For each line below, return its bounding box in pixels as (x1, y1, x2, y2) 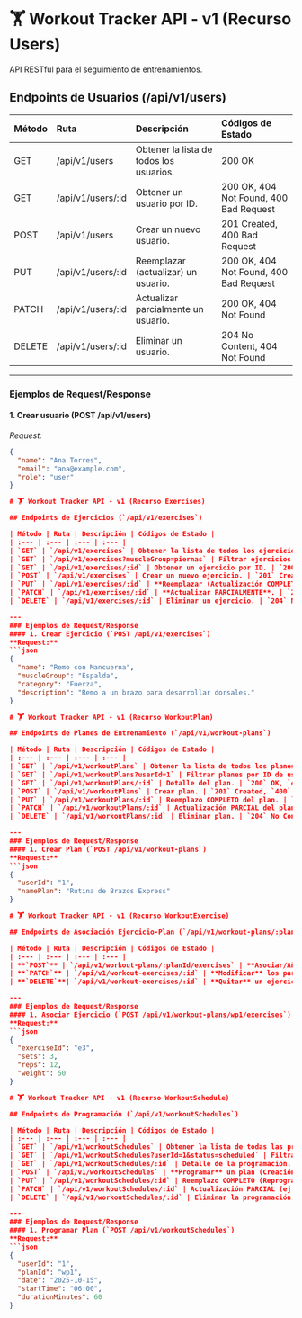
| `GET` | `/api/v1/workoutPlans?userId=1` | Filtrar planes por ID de (9, 770, 283, 779)
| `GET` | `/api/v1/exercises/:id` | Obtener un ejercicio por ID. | (9, 563, 276, 572)
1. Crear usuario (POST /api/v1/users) (9, 410, 151, 421)
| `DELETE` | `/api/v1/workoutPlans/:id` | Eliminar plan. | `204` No (9, 812, 280, 821)
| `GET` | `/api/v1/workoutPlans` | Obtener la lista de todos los (9, 762, 268, 771)
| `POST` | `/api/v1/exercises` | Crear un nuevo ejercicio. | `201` (9, 571, 276, 580)
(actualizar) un (135, 265, 198, 278)
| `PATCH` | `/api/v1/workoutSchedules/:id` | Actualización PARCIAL (9, 1184, 276, 1194)
